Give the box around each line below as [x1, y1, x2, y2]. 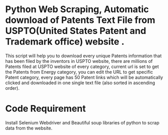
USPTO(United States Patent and [5, 25, 146, 37]
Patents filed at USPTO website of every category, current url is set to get [5, 63, 159, 70]
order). [5, 85, 20, 91]
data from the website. [5, 125, 53, 131]
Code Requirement [5, 103, 86, 115]
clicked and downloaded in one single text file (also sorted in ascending [5, 80, 155, 86]
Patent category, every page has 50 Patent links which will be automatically [5, 74, 163, 80]
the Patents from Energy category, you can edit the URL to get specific [5, 69, 153, 75]
